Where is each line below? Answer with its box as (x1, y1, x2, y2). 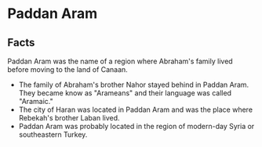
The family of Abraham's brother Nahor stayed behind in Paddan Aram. (18, 80, 249, 89)
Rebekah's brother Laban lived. (18, 113, 120, 122)
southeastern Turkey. (18, 130, 88, 139)
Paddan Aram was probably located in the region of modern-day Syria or (18, 122, 255, 131)
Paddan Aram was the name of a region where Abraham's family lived (7, 56, 233, 66)
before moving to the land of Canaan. (7, 65, 129, 74)
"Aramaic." (18, 97, 53, 106)
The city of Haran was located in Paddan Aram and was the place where (18, 105, 253, 114)
